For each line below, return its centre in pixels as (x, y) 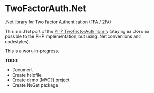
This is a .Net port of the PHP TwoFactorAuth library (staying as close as (77, 31)
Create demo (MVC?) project (41, 80)
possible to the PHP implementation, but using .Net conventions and (73, 36)
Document (22, 70)
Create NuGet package (35, 85)
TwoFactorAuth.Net (46, 8)
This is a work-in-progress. (32, 51)
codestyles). (17, 41)
